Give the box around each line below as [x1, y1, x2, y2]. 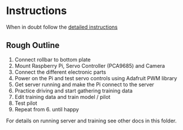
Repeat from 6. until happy [14, 105, 79, 112]
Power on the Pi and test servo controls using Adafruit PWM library [14, 74, 178, 81]
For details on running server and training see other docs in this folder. [6, 117, 177, 124]
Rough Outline [6, 40, 60, 50]
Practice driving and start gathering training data [14, 87, 133, 94]
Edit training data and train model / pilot [14, 93, 111, 100]
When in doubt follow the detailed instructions [6, 23, 118, 30]
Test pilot [14, 100, 38, 107]
